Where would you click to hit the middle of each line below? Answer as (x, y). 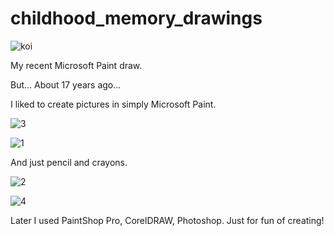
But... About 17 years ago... (66, 84)
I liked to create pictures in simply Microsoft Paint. (113, 104)
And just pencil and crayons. (69, 162)
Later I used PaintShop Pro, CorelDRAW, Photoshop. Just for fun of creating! (167, 220)
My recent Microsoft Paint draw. (76, 65)
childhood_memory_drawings (136, 18)
